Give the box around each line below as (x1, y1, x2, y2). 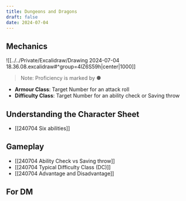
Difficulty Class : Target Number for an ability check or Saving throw (14, 92, 180, 99)
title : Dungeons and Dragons (6, 8, 77, 15)
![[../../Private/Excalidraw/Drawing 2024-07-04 (6, 57, 120, 64)
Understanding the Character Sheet (6, 109, 140, 119)
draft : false (6, 14, 38, 20)
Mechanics (6, 41, 48, 51)
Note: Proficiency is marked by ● (20, 75, 102, 82)
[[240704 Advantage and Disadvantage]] (14, 170, 114, 177)
